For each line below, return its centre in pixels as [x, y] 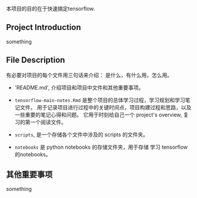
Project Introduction [44, 27]
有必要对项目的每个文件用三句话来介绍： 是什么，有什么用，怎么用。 [89, 75]
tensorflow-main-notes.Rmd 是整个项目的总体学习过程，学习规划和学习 [100, 100]
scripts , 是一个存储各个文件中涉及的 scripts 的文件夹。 [81, 135]
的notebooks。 [33, 154]
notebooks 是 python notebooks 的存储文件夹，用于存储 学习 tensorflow [101, 147]
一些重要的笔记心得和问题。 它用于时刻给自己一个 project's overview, [98, 115]
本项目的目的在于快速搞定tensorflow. [51, 9]
